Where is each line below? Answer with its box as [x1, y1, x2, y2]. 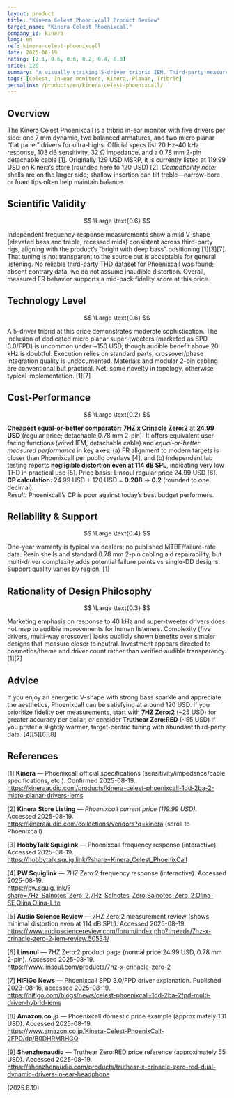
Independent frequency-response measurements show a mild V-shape [7, 230, 210, 238]
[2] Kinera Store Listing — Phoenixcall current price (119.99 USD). [7, 804, 198, 813]
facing [7, 438, 26, 447]
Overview [7, 107, 51, 119]
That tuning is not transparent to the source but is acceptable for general [7, 252, 217, 260]
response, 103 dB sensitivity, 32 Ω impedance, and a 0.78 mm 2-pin [7, 148, 202, 157]
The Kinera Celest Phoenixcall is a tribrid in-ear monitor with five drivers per [7, 126, 226, 135]
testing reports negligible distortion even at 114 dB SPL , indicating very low [7, 461, 225, 469]
